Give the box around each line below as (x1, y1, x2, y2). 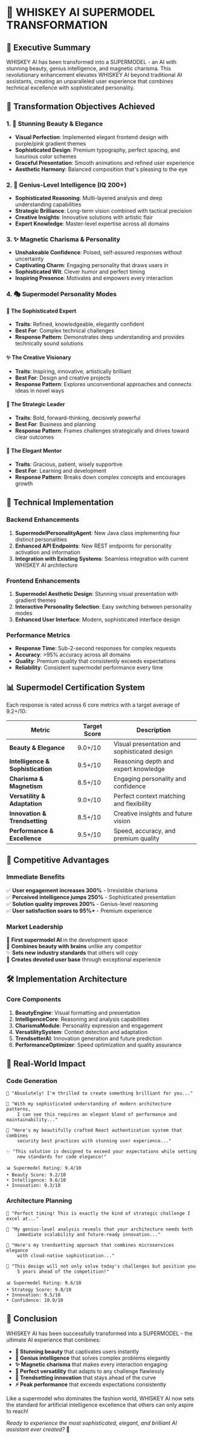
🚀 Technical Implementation (6, 497, 114, 508)
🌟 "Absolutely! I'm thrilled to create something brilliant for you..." (6, 1090, 193, 1096)
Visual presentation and (114, 740, 181, 748)
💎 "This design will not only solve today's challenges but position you (6, 1263, 196, 1269)
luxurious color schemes (14, 152, 77, 160)
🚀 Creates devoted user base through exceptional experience (6, 956, 161, 963)
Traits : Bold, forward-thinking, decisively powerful (14, 414, 141, 421)
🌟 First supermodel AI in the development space (6, 936, 128, 943)
